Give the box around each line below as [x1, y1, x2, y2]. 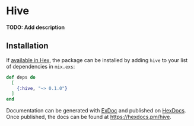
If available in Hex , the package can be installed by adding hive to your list [6, 56, 188, 63]
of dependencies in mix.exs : [6, 63, 75, 70]
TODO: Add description [6, 24, 65, 31]
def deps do [6, 74, 36, 80]
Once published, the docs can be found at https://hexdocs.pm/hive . [6, 114, 172, 121]
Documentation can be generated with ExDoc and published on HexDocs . [6, 107, 186, 114]
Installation [6, 41, 49, 51]
